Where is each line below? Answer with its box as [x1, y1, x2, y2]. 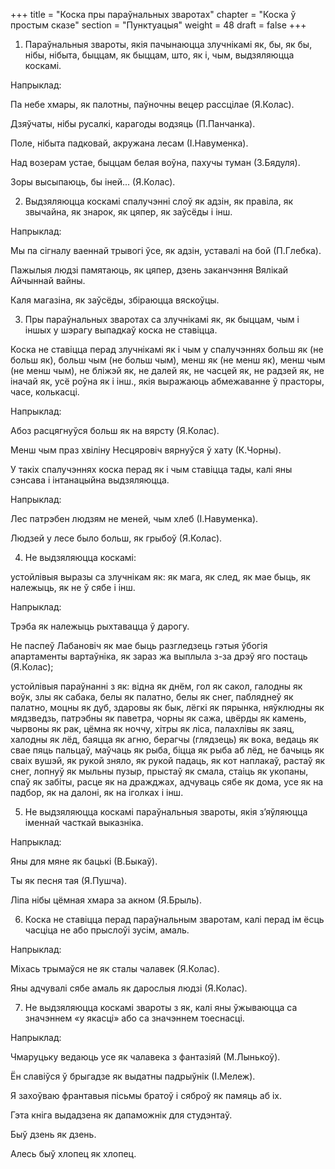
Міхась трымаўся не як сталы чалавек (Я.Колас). [10, 963, 220, 974]
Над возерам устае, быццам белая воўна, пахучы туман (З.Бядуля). [10, 157, 301, 168]
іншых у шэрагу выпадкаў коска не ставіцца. [24, 324, 218, 336]
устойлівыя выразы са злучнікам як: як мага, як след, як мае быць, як [10, 571, 311, 583]
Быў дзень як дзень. [10, 1129, 97, 1140]
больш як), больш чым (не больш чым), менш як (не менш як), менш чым [10, 354, 326, 366]
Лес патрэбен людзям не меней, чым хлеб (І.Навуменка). [10, 513, 259, 524]
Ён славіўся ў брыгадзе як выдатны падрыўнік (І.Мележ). [10, 1070, 256, 1082]
